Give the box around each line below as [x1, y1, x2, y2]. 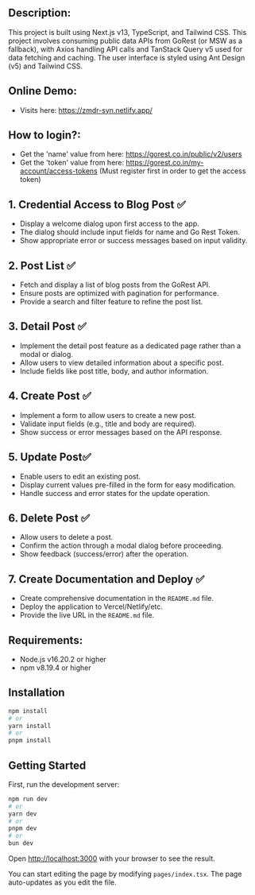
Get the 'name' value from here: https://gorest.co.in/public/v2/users [19, 149, 242, 159]
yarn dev [8, 810, 37, 818]
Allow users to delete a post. [19, 533, 114, 542]
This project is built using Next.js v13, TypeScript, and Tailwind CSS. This [8, 27, 247, 37]
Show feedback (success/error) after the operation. [19, 549, 189, 559]
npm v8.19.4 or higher [19, 663, 91, 672]
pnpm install [8, 737, 52, 745]
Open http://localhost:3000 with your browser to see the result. [8, 854, 216, 863]
